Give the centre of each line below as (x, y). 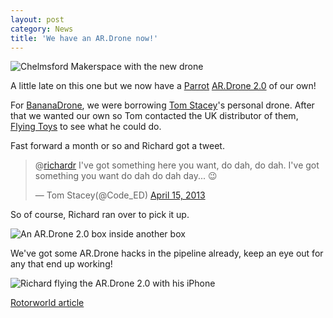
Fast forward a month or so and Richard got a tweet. (117, 146)
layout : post (37, 19)
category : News (42, 29)
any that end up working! (61, 264)
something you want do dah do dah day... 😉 (126, 176)
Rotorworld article (47, 303)
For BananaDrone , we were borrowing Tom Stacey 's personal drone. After (162, 105)
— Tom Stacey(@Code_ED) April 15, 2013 (120, 195)
